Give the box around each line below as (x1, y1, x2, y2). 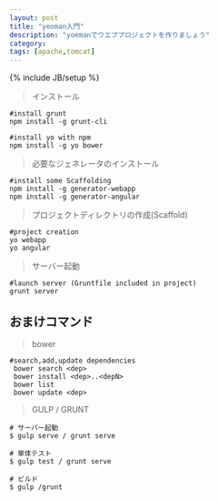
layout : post (9, 13, 59, 23)
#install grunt (9, 109, 67, 118)
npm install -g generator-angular (9, 192, 141, 201)
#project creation (9, 228, 79, 237)
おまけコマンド (9, 313, 94, 329)
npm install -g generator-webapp (9, 184, 136, 194)
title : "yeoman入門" (9, 22, 84, 31)
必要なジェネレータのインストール (31, 158, 160, 169)
